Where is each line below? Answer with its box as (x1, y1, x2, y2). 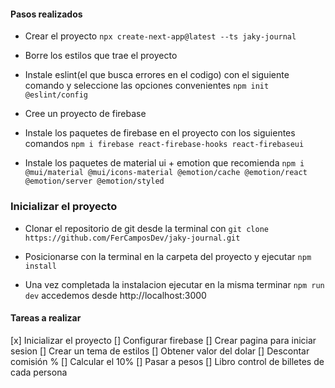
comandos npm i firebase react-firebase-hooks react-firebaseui (24, 138, 305, 150)
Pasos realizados (10, 8, 83, 20)
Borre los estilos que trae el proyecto (24, 50, 178, 62)
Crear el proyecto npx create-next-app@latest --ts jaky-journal (24, 30, 297, 42)
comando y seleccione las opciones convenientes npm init (24, 80, 270, 92)
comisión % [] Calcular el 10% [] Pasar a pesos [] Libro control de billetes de (10, 355, 325, 367)
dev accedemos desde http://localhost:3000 (24, 289, 207, 301)
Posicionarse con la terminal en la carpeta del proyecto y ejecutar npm (24, 250, 312, 262)
